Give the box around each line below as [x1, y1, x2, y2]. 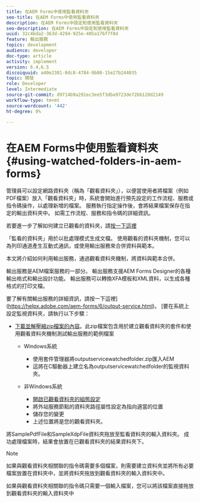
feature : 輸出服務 [6, 36, 49, 42]
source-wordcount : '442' [6, 102, 68, 109]
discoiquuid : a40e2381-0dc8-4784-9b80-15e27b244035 [6, 70, 137, 76]
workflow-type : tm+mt [6, 97, 60, 103]
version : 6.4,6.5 [6, 64, 49, 70]
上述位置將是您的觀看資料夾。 [32, 418, 106, 425]
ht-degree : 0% [6, 108, 42, 114]
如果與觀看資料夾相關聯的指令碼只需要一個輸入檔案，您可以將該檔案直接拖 [6, 482, 189, 489]
